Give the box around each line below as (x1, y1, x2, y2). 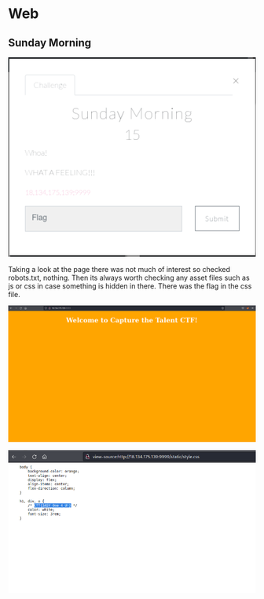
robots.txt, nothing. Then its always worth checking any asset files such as (8, 273, 250, 283)
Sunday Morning (8, 36, 92, 50)
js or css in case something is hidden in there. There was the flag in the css (8, 281, 252, 291)
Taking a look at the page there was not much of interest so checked (8, 265, 230, 274)
